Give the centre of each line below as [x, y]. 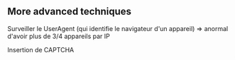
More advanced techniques [70, 12]
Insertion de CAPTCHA [41, 49]
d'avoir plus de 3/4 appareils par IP [59, 36]
